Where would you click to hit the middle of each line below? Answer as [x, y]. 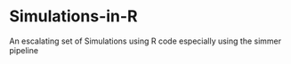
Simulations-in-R [73, 16]
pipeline [24, 50]
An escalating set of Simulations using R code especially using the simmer [145, 41]
